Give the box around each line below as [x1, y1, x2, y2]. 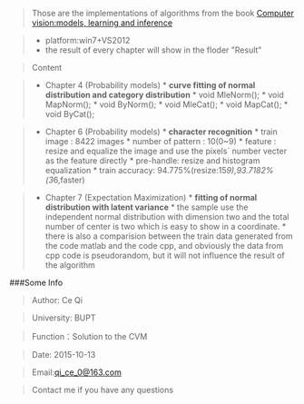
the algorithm [44, 260, 95, 271]
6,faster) [53, 174, 85, 185]
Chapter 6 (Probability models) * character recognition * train [44, 126, 279, 137]
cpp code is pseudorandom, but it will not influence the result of [44, 250, 286, 261]
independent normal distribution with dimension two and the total [44, 212, 289, 222]
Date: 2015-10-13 [31, 350, 96, 360]
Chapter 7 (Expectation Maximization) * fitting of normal [44, 192, 258, 202]
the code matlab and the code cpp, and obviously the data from [44, 241, 284, 251]
